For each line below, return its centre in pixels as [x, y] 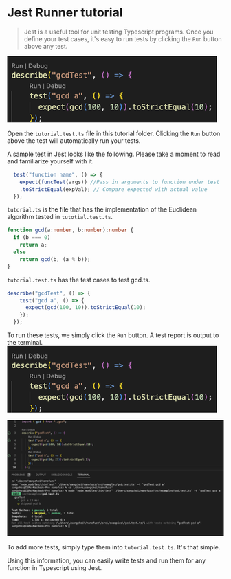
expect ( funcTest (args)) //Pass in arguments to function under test [120, 182]
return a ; [34, 245]
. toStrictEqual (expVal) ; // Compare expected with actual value [113, 189]
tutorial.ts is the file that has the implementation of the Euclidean [102, 209]
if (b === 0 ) [32, 238]
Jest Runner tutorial [65, 13]
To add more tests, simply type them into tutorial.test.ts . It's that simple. [114, 547]
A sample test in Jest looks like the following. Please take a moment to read [114, 154]
